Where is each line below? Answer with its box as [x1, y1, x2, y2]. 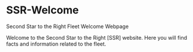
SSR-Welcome [6, 4, 79, 17]
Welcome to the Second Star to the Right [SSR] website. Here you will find [6, 34, 187, 41]
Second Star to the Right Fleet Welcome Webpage [6, 23, 129, 30]
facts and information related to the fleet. [6, 40, 107, 47]
